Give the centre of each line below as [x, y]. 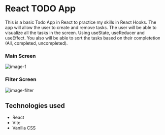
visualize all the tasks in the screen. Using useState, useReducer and [75, 33]
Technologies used [35, 106]
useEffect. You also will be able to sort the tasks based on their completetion [83, 38]
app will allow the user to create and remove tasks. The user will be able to [81, 27]
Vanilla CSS [24, 128]
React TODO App [40, 9]
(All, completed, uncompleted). [36, 43]
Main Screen [20, 56]
